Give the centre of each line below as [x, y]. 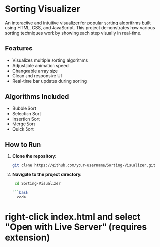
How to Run [23, 144]
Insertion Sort [26, 119]
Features [19, 48]
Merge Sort [24, 124]
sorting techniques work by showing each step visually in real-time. [73, 33]
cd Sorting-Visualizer [38, 184]
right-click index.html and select [73, 217]
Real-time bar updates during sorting [50, 81]
